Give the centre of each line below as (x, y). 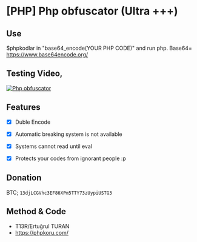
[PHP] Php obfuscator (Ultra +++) (92, 11)
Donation (24, 178)
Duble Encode (33, 122)
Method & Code (36, 211)
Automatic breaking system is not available (68, 134)
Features (23, 107)
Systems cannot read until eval (54, 146)
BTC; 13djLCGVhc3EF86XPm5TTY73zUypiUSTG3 (59, 192)
